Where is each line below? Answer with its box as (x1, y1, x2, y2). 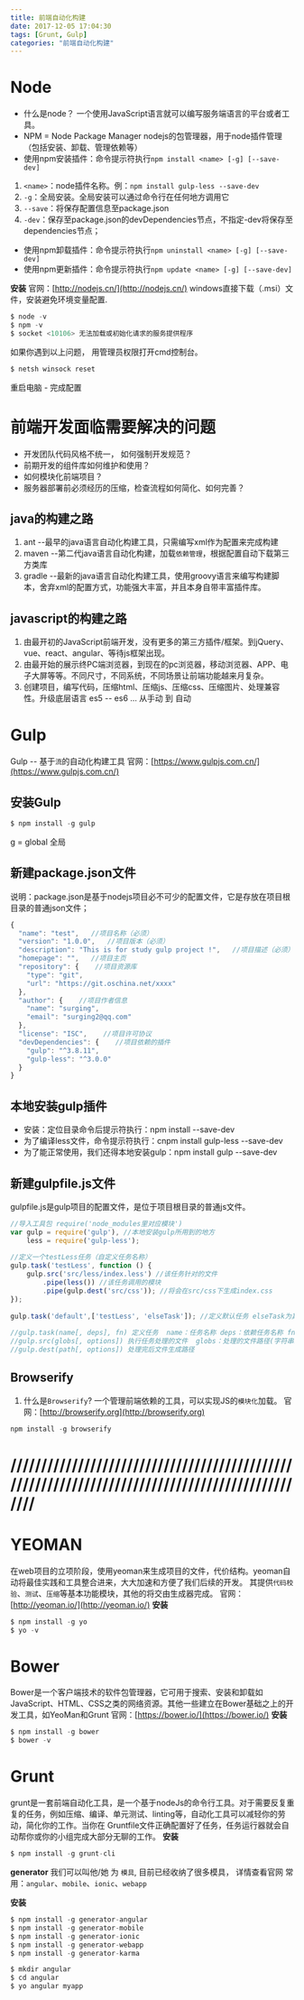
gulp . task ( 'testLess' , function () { (10, 1261, 152, 1270)
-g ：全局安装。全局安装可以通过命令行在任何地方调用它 (23, 191, 230, 203)
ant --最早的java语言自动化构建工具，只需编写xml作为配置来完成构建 (23, 537, 279, 548)
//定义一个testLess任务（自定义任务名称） (10, 1253, 152, 1262)
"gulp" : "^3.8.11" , (26, 1046, 100, 1055)
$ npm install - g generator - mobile (10, 1923, 144, 1932)
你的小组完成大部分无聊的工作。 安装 (41, 1831, 179, 1842)
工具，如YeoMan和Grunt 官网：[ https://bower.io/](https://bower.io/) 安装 (17, 1710, 288, 1720)
